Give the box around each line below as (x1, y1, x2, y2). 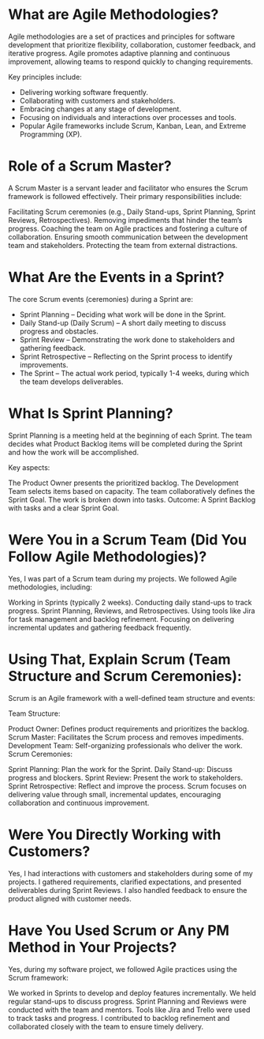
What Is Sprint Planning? (8, 405, 173, 422)
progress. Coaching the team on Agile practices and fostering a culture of (8, 224, 247, 233)
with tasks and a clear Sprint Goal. (8, 503, 120, 513)
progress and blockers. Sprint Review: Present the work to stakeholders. (8, 773, 243, 782)
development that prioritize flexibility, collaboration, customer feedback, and (8, 40, 256, 49)
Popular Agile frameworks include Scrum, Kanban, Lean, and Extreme (19, 121, 247, 130)
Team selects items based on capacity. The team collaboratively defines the (8, 486, 255, 495)
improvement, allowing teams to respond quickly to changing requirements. (8, 57, 254, 66)
